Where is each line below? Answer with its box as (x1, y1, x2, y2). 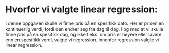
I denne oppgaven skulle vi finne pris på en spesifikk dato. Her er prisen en (5, 20, 164, 26)
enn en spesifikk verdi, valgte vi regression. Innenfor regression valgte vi (5, 37, 159, 43)
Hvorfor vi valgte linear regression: (5, 4, 158, 15)
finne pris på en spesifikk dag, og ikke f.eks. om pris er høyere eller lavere (5, 31, 162, 37)
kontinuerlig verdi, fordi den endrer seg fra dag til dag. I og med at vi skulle (5, 25, 163, 32)
